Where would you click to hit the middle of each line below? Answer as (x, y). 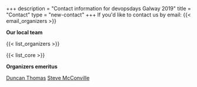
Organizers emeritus (32, 66)
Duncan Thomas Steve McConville (48, 78)
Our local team (24, 32)
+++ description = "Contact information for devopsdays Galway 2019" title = (98, 9)
